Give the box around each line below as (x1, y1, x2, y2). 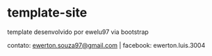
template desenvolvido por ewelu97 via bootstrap (7, 28, 149, 36)
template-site (7, 5, 88, 21)
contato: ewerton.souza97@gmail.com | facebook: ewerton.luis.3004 (7, 41, 206, 49)
